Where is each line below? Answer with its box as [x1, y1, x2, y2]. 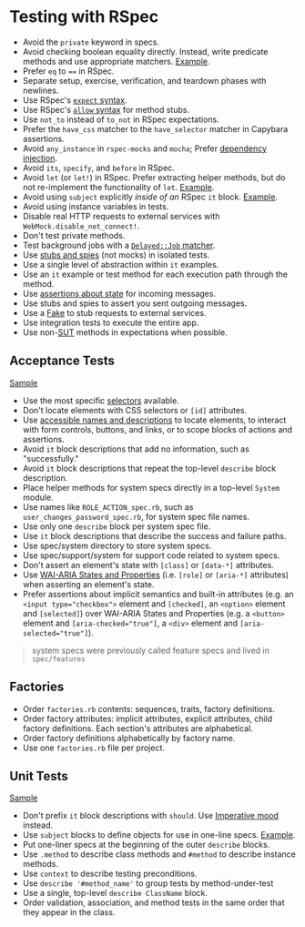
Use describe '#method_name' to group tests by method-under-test [22, 878, 274, 889]
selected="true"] [22, 628, 89, 638]
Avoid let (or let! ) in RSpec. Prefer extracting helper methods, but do [22, 171, 286, 183]
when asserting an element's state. [22, 578, 155, 589]
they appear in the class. [22, 907, 116, 918]
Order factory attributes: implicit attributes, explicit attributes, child [22, 713, 273, 724]
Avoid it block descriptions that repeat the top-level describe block [22, 463, 277, 474]
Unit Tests [9, 768, 68, 784]
